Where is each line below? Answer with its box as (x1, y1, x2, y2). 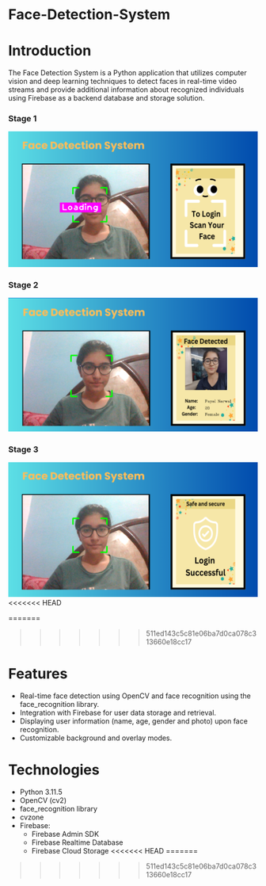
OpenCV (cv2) (19, 795, 67, 805)
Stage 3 (8, 444, 39, 455)
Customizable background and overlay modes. (19, 733, 173, 743)
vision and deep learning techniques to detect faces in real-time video (8, 77, 237, 86)
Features (8, 665, 68, 683)
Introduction (8, 42, 92, 60)
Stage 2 (8, 279, 39, 290)
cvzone (19, 812, 44, 822)
